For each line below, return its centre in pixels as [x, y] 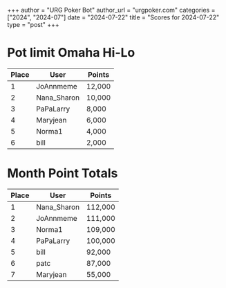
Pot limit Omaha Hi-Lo [71, 53]
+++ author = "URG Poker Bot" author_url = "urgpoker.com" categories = [111, 10]
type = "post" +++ [34, 25]
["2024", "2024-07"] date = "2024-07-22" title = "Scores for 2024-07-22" [113, 17]
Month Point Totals [63, 173]
